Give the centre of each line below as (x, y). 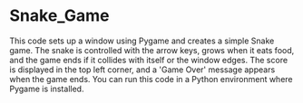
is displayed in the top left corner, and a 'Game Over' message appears (142, 70)
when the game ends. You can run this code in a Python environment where (151, 79)
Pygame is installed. (47, 89)
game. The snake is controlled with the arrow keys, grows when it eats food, (152, 50)
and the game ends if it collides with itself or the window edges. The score (149, 60)
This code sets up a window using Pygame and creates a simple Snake (142, 41)
